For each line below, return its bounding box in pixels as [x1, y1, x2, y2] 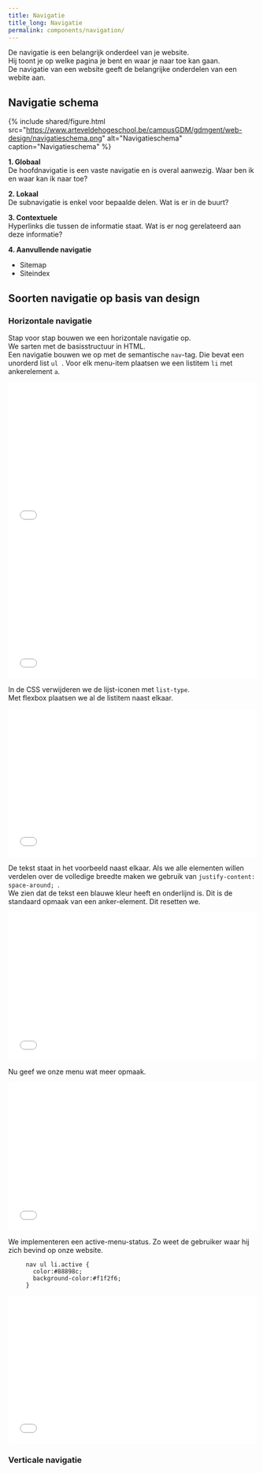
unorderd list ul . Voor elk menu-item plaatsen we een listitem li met [8, 358, 233, 368]
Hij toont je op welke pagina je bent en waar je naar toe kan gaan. [8, 56, 220, 65]
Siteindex [19, 269, 50, 279]
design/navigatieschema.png [8, 133, 102, 143]
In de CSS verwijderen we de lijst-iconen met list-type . [8, 684, 191, 694]
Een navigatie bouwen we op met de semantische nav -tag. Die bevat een [8, 350, 244, 359]
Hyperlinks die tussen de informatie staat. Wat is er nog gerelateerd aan [8, 222, 242, 231]
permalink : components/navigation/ [8, 26, 125, 34]
